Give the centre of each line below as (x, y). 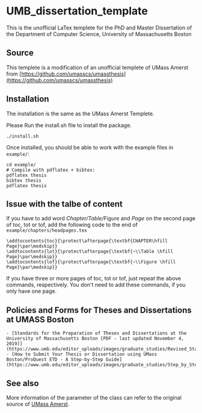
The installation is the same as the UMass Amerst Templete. (80, 113)
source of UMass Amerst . (38, 404)
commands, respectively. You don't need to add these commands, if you (96, 285)
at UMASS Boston (40, 319)
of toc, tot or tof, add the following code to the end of (72, 225)
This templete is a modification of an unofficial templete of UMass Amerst (97, 67)
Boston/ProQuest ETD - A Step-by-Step (55, 360)
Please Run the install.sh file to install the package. (69, 125)
